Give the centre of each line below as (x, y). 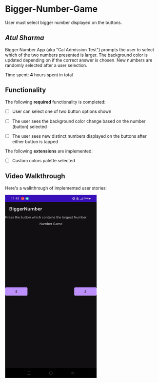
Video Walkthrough (35, 176)
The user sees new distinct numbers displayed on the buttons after (79, 136)
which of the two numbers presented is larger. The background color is (76, 55)
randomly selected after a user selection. (46, 65)
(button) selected (30, 127)
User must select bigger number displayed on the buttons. (64, 22)
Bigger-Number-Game (51, 9)
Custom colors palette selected (44, 160)
